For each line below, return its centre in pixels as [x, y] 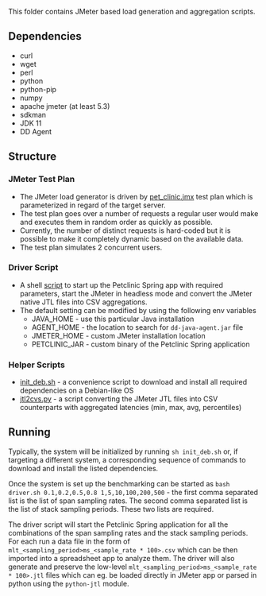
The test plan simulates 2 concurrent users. [91, 247]
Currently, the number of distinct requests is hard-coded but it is [125, 230]
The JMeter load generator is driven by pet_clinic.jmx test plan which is [136, 196]
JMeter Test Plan [42, 180]
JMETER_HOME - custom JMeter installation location [118, 335]
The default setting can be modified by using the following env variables [138, 310]
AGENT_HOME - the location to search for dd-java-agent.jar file [137, 327]
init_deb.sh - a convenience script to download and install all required [133, 382]
